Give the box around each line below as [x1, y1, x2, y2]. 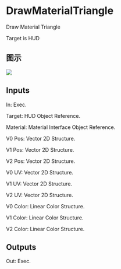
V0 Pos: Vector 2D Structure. [6, 135, 76, 142]
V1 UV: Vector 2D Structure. [6, 180, 73, 187]
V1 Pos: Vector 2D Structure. [6, 146, 74, 153]
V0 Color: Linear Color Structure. [6, 202, 85, 209]
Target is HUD [6, 34, 40, 41]
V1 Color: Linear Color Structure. [6, 214, 84, 221]
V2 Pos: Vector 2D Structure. [6, 158, 76, 165]
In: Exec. [6, 101, 27, 108]
